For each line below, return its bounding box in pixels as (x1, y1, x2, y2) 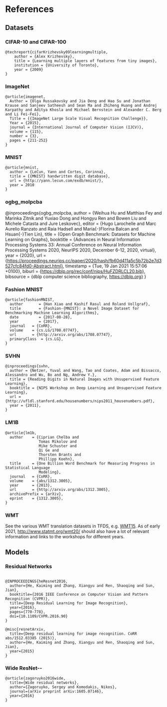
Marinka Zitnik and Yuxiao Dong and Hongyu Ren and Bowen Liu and (5, 215, 147, 221)
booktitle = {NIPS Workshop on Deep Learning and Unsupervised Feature (9, 386, 162, 391)
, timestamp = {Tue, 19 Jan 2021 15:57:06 (63, 263, 147, 269)
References (5, 3, 54, 15)
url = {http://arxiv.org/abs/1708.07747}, (9, 332, 113, 337)
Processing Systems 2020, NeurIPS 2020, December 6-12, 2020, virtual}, (5, 247, 156, 253)
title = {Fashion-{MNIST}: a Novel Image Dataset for (9, 306, 140, 311)
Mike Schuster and (38, 443, 77, 449)
